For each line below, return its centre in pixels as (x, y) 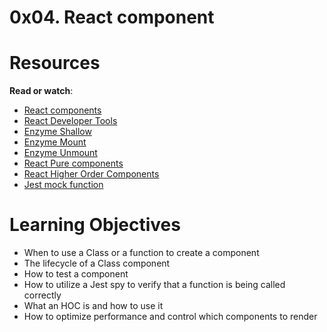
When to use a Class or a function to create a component (141, 253)
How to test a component (76, 274)
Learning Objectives (95, 225)
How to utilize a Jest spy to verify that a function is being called (154, 285)
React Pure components (73, 163)
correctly (42, 295)
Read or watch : (41, 91)
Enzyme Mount (55, 142)
